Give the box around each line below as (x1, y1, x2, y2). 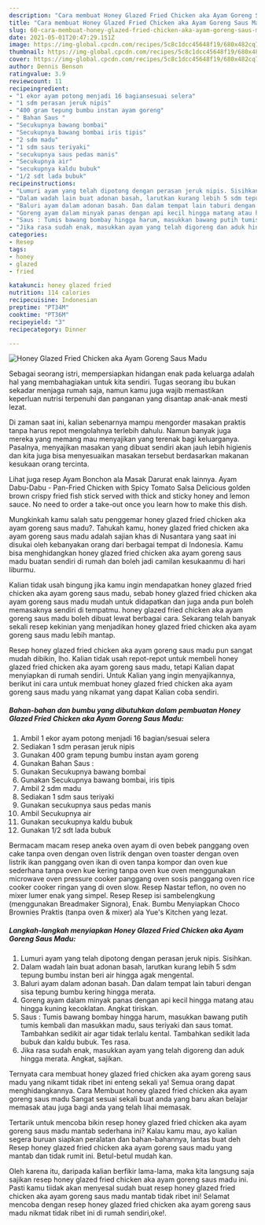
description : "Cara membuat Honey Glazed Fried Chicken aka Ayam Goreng (9, 11, 252, 20)
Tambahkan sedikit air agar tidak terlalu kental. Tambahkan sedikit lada (20, 1029, 250, 1039)
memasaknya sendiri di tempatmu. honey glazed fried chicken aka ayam (9, 605, 243, 615)
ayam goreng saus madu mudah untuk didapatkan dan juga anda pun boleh (9, 597, 254, 606)
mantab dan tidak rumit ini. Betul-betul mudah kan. (9, 1151, 173, 1161)
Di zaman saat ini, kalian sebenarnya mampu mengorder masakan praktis (9, 418, 246, 427)
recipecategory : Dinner (9, 326, 87, 333)
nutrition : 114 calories (9, 289, 90, 297)
